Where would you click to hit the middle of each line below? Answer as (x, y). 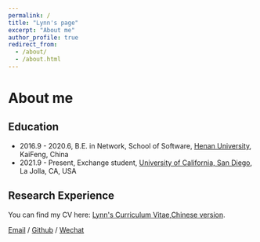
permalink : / (29, 15)
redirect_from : (33, 45)
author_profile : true (43, 37)
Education (34, 127)
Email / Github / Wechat (46, 229)
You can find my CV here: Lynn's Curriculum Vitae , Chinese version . (117, 214)
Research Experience (61, 196)
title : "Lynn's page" (43, 23)
